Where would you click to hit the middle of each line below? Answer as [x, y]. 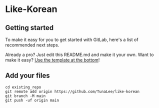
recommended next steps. [32, 45]
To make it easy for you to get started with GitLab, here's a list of [72, 39]
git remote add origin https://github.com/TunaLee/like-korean [72, 91]
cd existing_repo [23, 87]
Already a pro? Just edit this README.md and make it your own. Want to [79, 54]
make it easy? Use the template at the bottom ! [52, 60]
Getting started [29, 28]
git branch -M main [25, 96]
